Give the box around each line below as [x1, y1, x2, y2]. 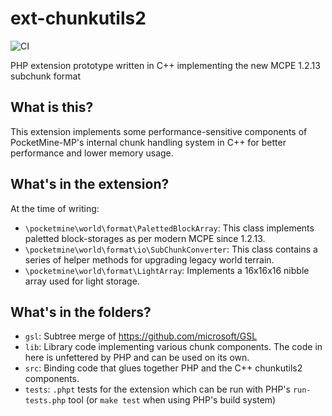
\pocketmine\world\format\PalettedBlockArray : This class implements [24, 222, 315, 234]
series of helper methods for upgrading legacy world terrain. [24, 253, 275, 266]
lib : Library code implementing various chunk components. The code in [24, 341, 323, 353]
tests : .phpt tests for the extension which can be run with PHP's [24, 383, 291, 396]
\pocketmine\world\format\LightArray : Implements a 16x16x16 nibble [24, 264, 310, 276]
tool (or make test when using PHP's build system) [68, 394, 277, 406]
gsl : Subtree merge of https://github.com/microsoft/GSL [24, 330, 258, 342]
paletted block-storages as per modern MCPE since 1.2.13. [24, 232, 266, 244]
